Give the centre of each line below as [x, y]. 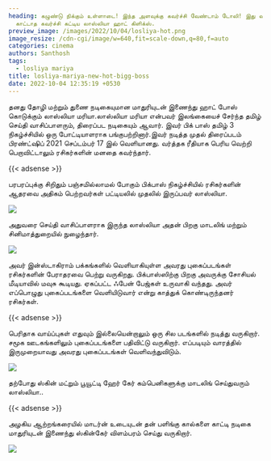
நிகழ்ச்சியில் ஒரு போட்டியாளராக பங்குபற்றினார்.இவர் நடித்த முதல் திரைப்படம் [125, 133]
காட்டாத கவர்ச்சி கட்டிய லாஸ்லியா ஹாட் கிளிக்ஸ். [85, 23]
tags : [17, 61]
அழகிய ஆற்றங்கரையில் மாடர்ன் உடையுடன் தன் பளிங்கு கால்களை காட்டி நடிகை [130, 423]
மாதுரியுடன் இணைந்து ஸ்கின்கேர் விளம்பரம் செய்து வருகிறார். [100, 433]
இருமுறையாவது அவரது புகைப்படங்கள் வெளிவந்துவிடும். [95, 351]
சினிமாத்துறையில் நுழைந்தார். [54, 233]
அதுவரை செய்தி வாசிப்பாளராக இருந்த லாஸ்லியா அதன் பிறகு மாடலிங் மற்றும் [128, 224]
